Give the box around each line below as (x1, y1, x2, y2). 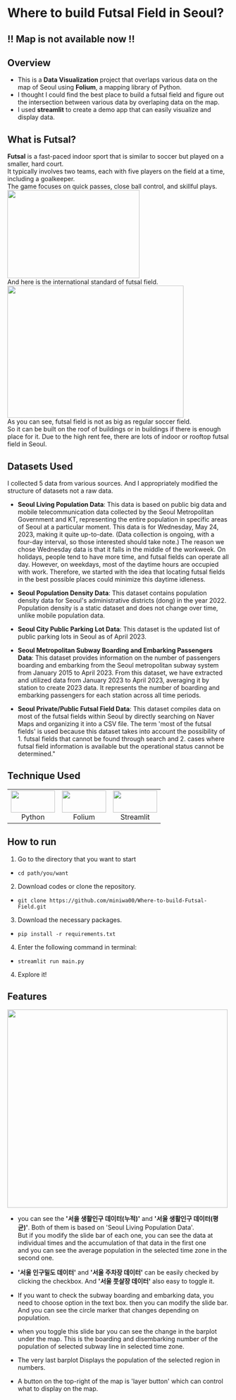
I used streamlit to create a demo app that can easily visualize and (17, 106, 211, 114)
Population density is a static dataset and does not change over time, (17, 604, 218, 613)
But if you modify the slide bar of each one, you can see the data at (17, 1232, 213, 1240)
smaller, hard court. (7, 160, 64, 168)
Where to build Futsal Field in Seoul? (7, 5, 224, 21)
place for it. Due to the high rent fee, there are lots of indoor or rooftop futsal (7, 432, 229, 441)
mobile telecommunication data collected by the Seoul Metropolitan (17, 508, 214, 516)
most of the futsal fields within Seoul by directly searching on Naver (17, 712, 215, 720)
